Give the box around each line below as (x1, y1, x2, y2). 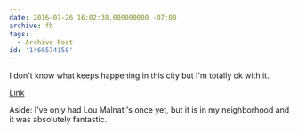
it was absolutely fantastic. (9, 114, 108, 125)
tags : (9, 29, 29, 38)
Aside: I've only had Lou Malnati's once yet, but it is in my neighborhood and (9, 105, 290, 115)
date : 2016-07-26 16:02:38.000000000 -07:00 (9, 12, 177, 22)
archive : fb (9, 21, 53, 30)
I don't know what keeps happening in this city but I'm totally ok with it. (9, 70, 270, 81)
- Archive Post (17, 37, 74, 47)
